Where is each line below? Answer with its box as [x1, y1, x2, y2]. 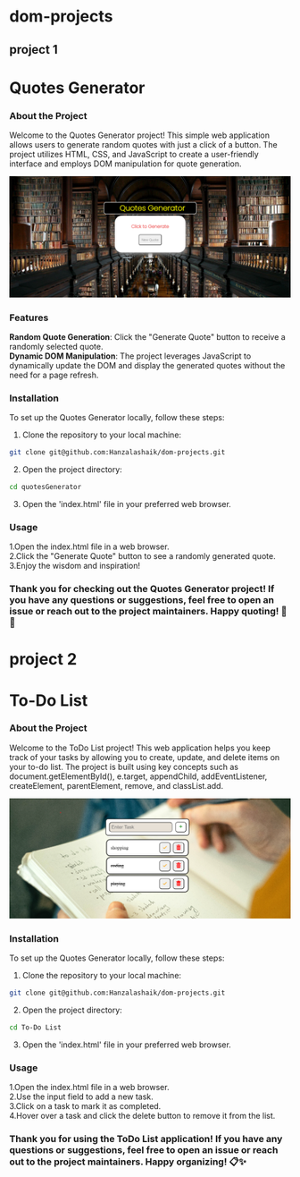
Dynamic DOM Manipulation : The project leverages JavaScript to [9, 351, 252, 361]
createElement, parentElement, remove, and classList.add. [9, 780, 224, 791]
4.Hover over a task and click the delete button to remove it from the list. [9, 1111, 276, 1122]
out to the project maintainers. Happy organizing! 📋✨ [9, 1156, 247, 1168]
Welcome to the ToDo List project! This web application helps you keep [9, 742, 271, 753]
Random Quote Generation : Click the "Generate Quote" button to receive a [9, 331, 286, 342]
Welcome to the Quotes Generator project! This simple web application [9, 130, 271, 140]
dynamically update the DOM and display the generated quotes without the [9, 360, 286, 370]
